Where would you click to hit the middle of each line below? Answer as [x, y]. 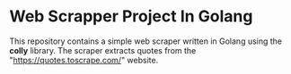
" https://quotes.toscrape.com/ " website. [84, 60]
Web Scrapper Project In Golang [131, 16]
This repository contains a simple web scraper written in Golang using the [146, 41]
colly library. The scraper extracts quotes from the [103, 50]
